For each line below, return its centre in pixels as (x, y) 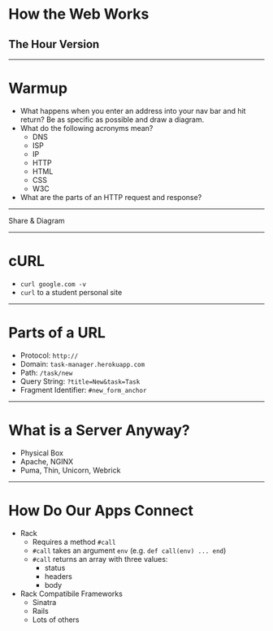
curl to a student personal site (71, 292)
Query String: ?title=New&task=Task (80, 381)
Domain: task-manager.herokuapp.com (82, 363)
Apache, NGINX (47, 461)
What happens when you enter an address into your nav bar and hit (133, 111)
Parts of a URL (57, 333)
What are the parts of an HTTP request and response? (111, 197)
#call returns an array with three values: (100, 559)
